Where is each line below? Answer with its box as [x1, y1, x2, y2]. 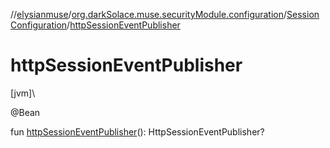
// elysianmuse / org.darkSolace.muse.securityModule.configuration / [10, 9, 288, 20]
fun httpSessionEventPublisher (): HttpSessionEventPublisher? [10, 125, 265, 138]
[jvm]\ [10, 87, 36, 99]
